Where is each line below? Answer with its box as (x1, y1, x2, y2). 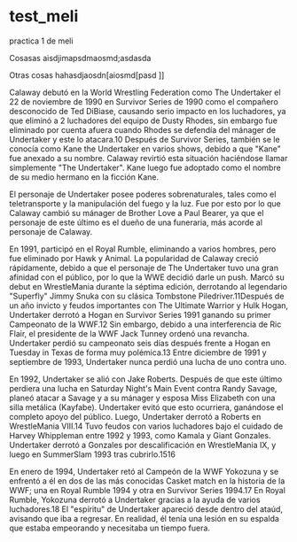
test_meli (9, 6, 79, 27)
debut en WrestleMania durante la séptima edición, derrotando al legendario (9, 281, 288, 291)
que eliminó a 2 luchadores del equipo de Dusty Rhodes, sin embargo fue (9, 115, 277, 126)
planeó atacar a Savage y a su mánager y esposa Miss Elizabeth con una (9, 392, 276, 403)
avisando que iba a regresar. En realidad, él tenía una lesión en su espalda (9, 513, 279, 523)
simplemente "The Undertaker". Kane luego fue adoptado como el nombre (9, 162, 281, 173)
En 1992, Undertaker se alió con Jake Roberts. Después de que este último (9, 374, 283, 384)
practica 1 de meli (9, 35, 74, 46)
